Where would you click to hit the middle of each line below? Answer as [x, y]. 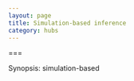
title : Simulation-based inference [67, 23]
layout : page [30, 15]
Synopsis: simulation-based [54, 68]
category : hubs [33, 30]
